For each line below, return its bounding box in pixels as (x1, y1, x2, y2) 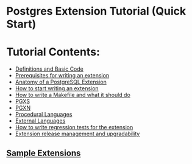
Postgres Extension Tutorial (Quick (6, 4, 187, 18)
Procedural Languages (15, 111, 73, 118)
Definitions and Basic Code (15, 65, 84, 73)
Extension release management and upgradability (15, 130, 140, 138)
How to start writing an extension (15, 85, 99, 92)
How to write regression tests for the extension (15, 124, 133, 131)
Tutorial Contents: (6, 45, 101, 59)
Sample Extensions (6, 148, 81, 158)
